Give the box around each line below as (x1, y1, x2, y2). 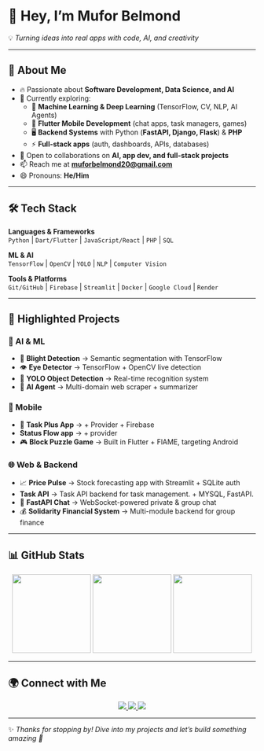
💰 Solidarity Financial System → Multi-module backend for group (19, 506, 236, 516)
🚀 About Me (8, 64, 67, 77)
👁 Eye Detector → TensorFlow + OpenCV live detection (19, 363, 202, 372)
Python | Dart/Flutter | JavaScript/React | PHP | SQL (8, 235, 174, 245)
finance (19, 517, 45, 527)
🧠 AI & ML (8, 336, 46, 347)
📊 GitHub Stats (8, 549, 85, 562)
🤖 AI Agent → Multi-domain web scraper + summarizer (19, 382, 198, 392)
